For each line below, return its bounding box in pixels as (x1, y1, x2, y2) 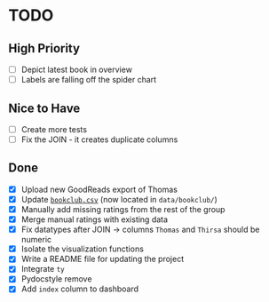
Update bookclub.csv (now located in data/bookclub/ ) (20, 194, 218, 204)
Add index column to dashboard (20, 283, 139, 294)
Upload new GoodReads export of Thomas (20, 184, 178, 195)
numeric (20, 234, 52, 245)
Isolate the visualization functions (20, 243, 144, 254)
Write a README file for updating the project (20, 254, 185, 265)
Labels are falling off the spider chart (20, 75, 157, 85)
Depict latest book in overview (20, 64, 132, 75)
